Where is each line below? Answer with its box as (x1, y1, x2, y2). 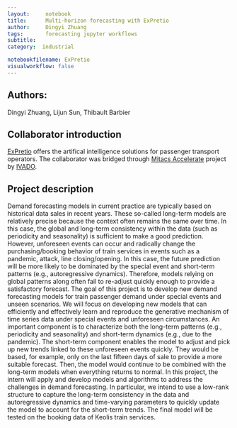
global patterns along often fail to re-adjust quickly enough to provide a (7, 278, 215, 286)
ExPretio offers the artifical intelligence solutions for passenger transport (7, 147, 219, 156)
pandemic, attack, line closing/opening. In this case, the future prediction (7, 255, 221, 263)
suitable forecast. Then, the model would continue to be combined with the (7, 360, 226, 369)
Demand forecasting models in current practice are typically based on (7, 202, 212, 210)
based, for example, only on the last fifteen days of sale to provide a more (7, 353, 223, 361)
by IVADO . (7, 163, 37, 171)
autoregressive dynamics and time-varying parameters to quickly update (7, 398, 220, 407)
